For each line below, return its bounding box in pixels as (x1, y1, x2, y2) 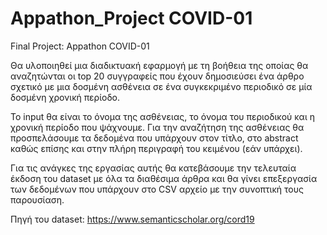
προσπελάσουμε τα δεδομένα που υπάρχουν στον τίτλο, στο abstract (10, 132, 299, 144)
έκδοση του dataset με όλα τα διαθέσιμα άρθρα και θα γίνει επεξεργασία (10, 172, 318, 184)
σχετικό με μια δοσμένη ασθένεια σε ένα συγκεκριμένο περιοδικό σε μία (10, 80, 313, 92)
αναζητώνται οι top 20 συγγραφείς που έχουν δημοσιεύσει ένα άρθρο (10, 70, 305, 82)
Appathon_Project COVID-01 (10, 7, 253, 30)
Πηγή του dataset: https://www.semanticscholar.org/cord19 (10, 213, 255, 225)
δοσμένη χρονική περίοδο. (10, 91, 121, 103)
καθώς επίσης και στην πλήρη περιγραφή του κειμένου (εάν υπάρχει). (10, 142, 303, 154)
